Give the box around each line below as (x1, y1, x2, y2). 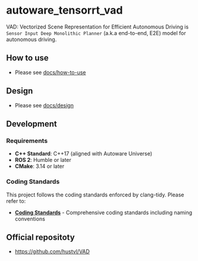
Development (6, 119, 58, 129)
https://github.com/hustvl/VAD (14, 248, 90, 255)
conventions (14, 215, 46, 222)
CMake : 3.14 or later (14, 163, 65, 170)
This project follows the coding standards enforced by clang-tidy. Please (6, 191, 184, 198)
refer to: (6, 197, 26, 205)
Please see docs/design (14, 101, 74, 109)
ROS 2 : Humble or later (14, 157, 71, 164)
